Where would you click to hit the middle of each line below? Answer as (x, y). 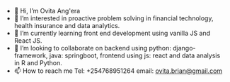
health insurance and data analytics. (67, 26)
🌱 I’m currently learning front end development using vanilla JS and (112, 33)
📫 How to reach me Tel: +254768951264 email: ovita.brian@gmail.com (118, 71)
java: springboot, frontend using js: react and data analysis (135, 55)
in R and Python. (38, 63)
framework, (31, 55)
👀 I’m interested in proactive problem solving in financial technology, (114, 18)
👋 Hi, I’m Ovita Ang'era (47, 11)
